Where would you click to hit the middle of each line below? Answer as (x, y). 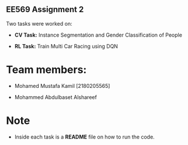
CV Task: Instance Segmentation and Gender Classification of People (98, 35)
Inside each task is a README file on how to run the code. (84, 137)
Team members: (46, 70)
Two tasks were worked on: (39, 23)
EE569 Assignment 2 (45, 10)
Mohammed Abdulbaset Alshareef (56, 97)
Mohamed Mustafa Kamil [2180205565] (62, 86)
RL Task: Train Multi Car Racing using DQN (66, 46)
